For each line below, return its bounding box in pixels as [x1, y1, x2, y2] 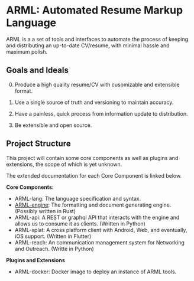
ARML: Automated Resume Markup [6, 4, 183, 17]
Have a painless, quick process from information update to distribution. [14, 110, 188, 117]
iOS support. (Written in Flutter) [14, 233, 92, 240]
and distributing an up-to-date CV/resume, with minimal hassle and [6, 42, 170, 49]
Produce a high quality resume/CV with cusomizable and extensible [14, 81, 180, 88]
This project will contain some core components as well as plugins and [6, 154, 179, 161]
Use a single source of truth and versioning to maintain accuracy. [14, 99, 174, 106]
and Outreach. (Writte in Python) [14, 245, 95, 252]
